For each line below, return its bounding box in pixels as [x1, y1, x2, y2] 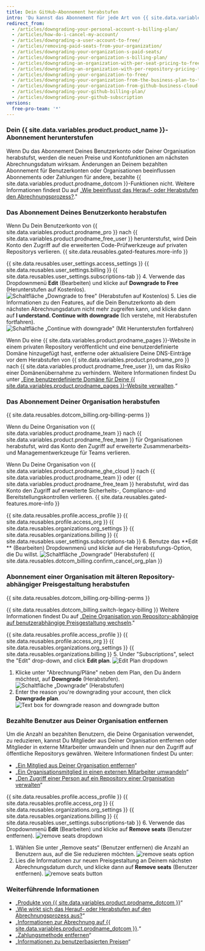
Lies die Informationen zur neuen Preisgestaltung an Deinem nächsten [15, 857, 192, 864]
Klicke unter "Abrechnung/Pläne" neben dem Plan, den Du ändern [15, 668, 181, 676]
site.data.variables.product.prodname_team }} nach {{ [6, 429, 142, 437]
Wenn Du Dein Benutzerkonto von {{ [6, 222, 98, 229]
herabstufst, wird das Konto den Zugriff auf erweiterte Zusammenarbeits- [6, 443, 192, 450]
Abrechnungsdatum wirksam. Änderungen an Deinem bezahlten [6, 160, 168, 168]
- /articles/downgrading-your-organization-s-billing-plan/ [12, 54, 168, 61]
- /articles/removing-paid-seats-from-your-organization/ [12, 43, 163, 50]
